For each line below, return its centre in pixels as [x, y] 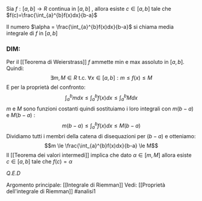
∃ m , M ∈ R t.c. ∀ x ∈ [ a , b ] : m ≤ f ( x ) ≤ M [101, 78]
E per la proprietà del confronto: [46, 88]
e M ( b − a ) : [21, 115]
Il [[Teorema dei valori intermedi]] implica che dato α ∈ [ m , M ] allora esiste [99, 155]
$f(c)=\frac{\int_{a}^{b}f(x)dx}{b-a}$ [52, 15]
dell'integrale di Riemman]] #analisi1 [51, 191]
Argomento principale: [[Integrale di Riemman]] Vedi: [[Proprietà [86, 185]
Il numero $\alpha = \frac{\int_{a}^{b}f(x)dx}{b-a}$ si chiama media [90, 27]
